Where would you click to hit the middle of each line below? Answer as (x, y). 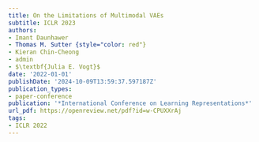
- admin (21, 60)
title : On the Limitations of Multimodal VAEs (86, 15)
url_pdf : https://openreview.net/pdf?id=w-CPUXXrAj (95, 111)
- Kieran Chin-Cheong (44, 52)
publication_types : (40, 89)
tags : (17, 118)
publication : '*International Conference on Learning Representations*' (130, 103)
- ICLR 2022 (28, 125)
